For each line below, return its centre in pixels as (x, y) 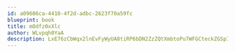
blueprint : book (31, 20)
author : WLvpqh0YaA (36, 33)
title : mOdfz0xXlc (34, 26)
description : (26, 39)
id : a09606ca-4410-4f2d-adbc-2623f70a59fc (70, 13)
